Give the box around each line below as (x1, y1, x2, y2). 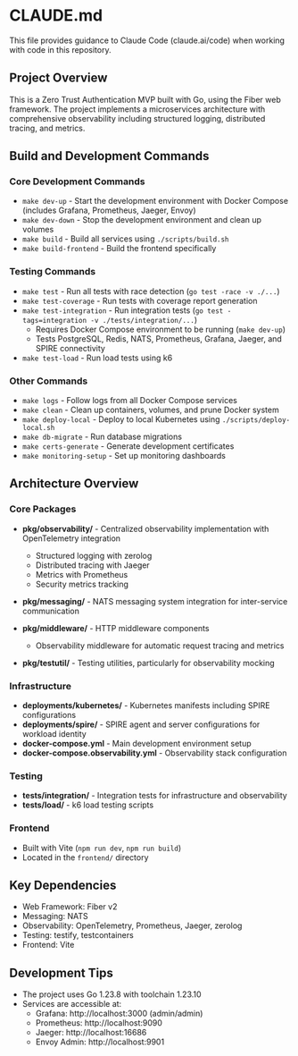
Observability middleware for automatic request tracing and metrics (35, 640, 285, 651)
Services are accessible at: (21, 999, 122, 1010)
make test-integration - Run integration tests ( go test (21, 305, 224, 316)
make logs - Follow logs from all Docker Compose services (21, 395, 238, 406)
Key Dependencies (9, 878, 117, 892)
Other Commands (9, 375, 88, 387)
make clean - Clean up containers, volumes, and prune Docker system (21, 404, 279, 416)
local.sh (21, 424, 55, 433)
